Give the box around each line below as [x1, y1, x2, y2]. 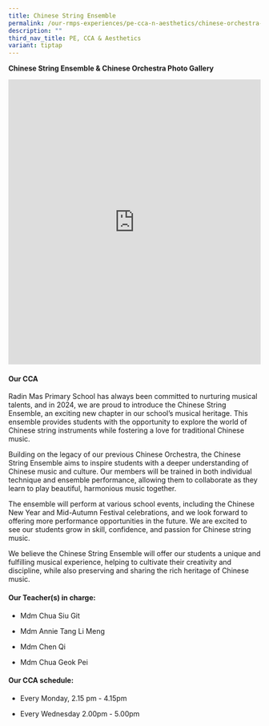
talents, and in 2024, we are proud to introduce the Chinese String [8, 400, 227, 409]
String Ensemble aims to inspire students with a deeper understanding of [8, 458, 249, 468]
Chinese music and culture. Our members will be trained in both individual [8, 466, 252, 477]
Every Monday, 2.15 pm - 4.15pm [19, 693, 127, 703]
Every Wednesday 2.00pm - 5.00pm [19, 708, 140, 718]
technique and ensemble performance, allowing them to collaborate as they [8, 475, 258, 485]
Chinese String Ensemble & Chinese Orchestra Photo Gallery [8, 63, 215, 73]
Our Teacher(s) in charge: [8, 592, 96, 602]
